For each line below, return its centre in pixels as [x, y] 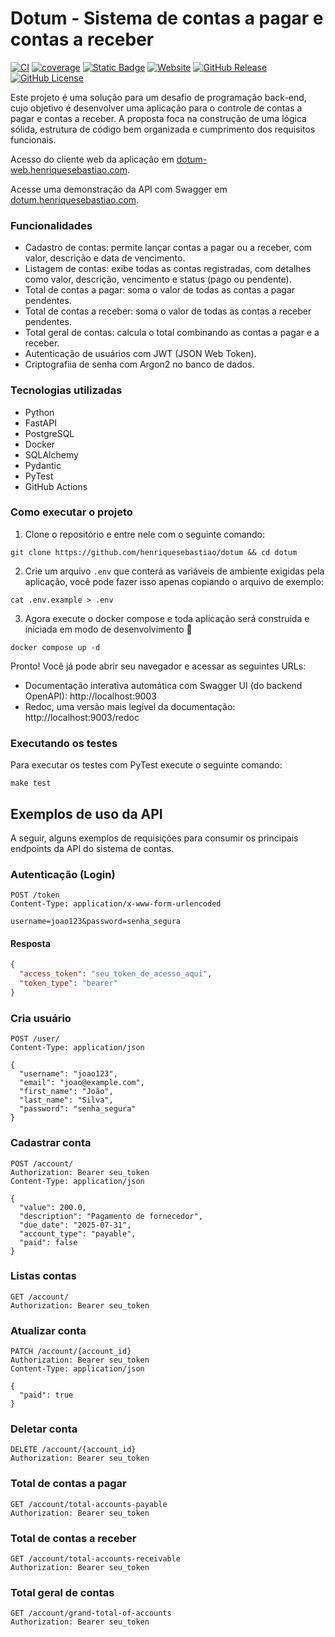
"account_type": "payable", [78, 1233]
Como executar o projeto [71, 512]
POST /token [35, 895]
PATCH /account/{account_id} [71, 1352]
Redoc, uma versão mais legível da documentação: [130, 706]
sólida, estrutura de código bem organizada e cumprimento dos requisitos [163, 129]
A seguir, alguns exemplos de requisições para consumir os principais [154, 838]
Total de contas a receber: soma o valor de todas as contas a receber [168, 311]
